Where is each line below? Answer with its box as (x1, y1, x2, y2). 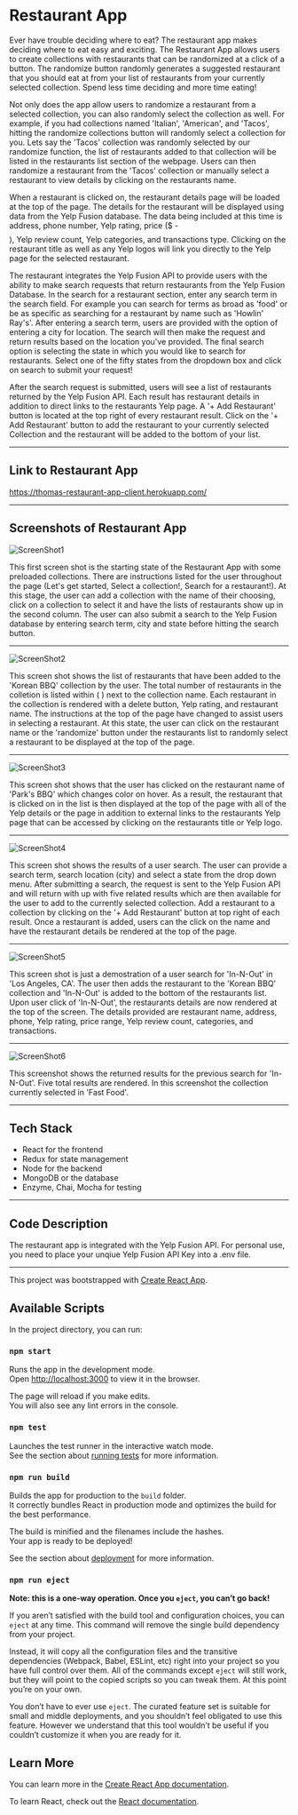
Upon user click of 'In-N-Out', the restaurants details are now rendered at (9, 997, 278, 1007)
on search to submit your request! (9, 364, 133, 375)
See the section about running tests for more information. (9, 1450, 219, 1461)
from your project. (9, 1629, 75, 1640)
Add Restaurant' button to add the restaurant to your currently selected (9, 419, 270, 430)
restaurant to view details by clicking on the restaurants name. (9, 174, 237, 185)
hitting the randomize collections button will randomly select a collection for (9, 127, 286, 138)
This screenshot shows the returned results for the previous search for (9, 1068, 268, 1079)
